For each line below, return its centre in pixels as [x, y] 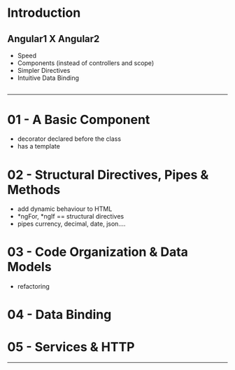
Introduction [44, 13]
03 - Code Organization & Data [98, 252]
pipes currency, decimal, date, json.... [71, 224]
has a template [39, 146]
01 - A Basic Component [79, 119]
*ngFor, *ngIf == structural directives [71, 217]
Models [29, 267]
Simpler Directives [44, 70]
